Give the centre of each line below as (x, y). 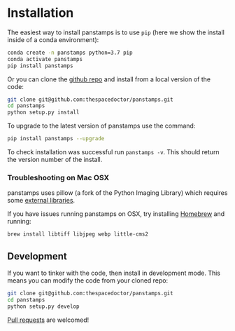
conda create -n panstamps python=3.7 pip (70, 53)
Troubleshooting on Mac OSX (58, 177)
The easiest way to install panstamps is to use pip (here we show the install (116, 32)
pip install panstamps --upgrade (56, 139)
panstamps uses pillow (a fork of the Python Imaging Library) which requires (117, 193)
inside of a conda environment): (53, 39)
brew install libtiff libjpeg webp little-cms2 (78, 234)
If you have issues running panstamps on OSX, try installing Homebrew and (116, 214)
